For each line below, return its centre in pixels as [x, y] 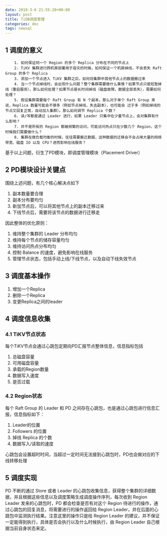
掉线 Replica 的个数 [32, 437]
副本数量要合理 [28, 193]
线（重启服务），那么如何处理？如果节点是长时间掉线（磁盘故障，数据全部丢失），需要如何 [83, 89]
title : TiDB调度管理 [25, 19]
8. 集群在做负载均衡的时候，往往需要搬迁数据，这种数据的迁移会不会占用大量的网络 [88, 137]
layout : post [19, 15]
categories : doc [22, 24]
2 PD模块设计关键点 [35, 170]
